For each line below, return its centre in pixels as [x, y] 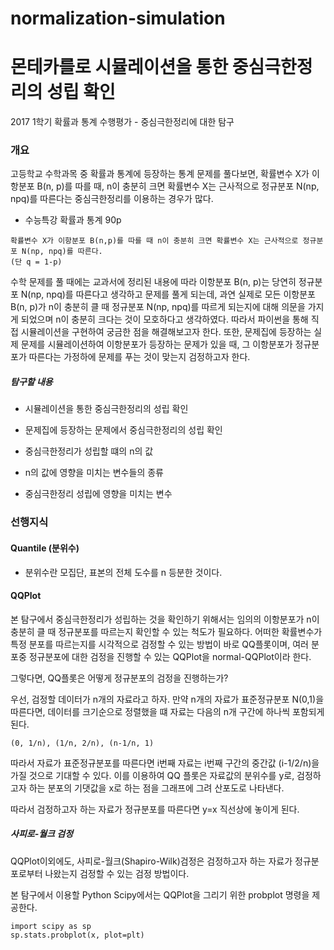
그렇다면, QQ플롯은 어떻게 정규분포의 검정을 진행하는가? [119, 678]
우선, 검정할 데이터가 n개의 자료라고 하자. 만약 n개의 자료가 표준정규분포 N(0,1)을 [167, 699]
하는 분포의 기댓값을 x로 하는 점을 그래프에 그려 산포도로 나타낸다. [156, 788]
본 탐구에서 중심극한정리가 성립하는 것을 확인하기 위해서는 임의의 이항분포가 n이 [165, 619]
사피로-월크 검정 [42, 834]
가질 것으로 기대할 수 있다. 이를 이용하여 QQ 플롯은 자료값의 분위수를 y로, [152, 775]
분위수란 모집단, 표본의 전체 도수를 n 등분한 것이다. [123, 572]
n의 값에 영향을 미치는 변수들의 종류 [94, 473]
